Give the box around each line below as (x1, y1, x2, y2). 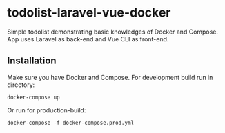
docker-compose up (7, 94, 60, 101)
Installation (7, 55, 57, 67)
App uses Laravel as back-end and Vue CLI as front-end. (7, 34, 169, 43)
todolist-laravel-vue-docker (7, 5, 171, 21)
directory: (7, 81, 35, 89)
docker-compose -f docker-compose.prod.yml (7, 119, 135, 126)
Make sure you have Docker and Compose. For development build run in (7, 73, 213, 81)
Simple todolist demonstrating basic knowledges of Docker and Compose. (7, 28, 219, 36)
